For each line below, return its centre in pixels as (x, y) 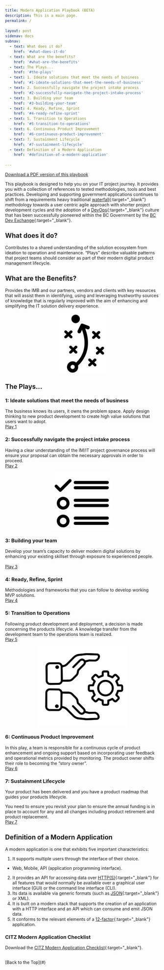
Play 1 (11, 427)
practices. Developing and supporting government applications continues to (82, 194)
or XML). (21, 898)
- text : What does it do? (36, 46)
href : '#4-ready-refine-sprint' (47, 113)
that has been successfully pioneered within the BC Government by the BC (81, 215)
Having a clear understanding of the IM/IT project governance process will (80, 450)
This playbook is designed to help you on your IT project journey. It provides (82, 184)
